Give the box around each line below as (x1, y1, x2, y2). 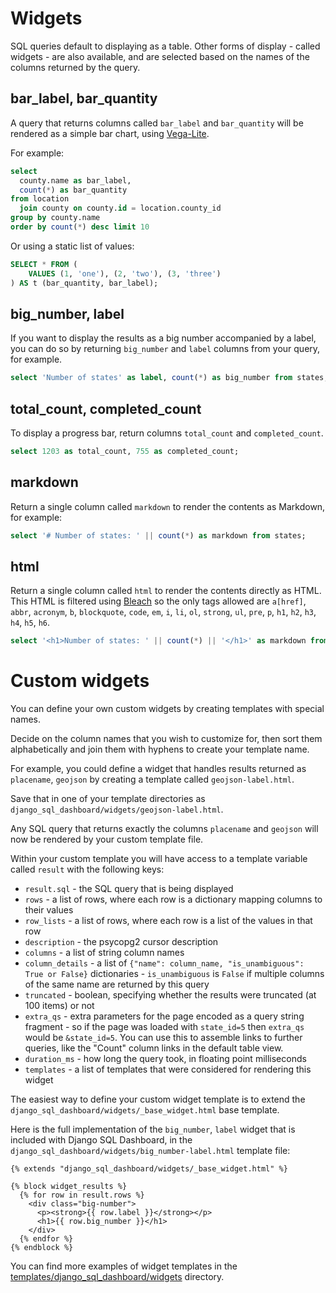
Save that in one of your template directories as (10, 793, 206, 805)
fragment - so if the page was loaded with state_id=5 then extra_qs (24, 1021, 305, 1033)
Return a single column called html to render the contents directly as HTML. (10, 585, 322, 597)
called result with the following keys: (10, 863, 165, 876)
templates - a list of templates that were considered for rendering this (24, 1063, 312, 1076)
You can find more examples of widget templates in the (10, 1260, 238, 1272)
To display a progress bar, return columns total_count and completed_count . (10, 427, 324, 439)
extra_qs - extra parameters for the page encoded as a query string (24, 1010, 305, 1022)
